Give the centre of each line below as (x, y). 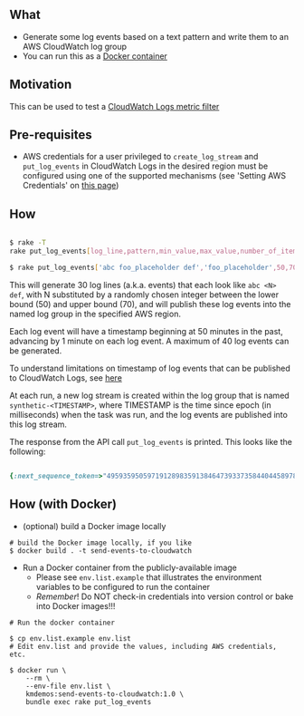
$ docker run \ (38, 670)
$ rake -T (28, 243)
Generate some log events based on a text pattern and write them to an (156, 36)
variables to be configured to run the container (123, 586)
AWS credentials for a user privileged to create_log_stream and (140, 157)
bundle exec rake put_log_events (89, 701)
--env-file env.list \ (68, 686)
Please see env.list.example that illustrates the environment (149, 577)
